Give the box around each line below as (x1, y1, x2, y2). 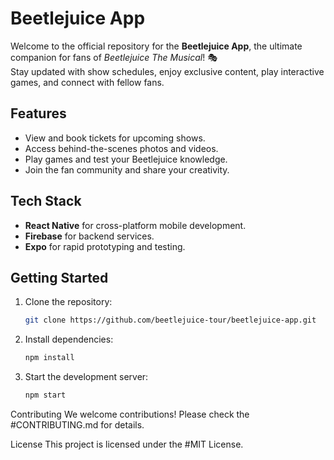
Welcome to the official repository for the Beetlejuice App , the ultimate (10, 40, 303, 52)
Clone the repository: (24, 296, 113, 308)
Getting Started (10, 269, 109, 286)
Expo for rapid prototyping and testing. (24, 240, 186, 252)
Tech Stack (10, 193, 82, 210)
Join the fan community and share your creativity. (24, 163, 230, 176)
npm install (24, 353, 75, 363)
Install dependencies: (24, 333, 114, 346)
